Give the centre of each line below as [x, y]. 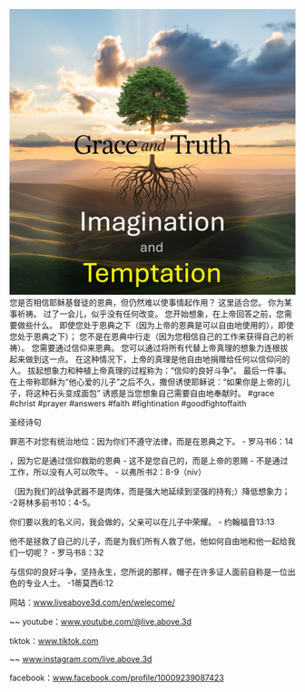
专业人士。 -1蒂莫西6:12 [69, 583]
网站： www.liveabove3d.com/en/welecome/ [92, 602]
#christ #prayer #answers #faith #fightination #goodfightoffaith [128, 403]
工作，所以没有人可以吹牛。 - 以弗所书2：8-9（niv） [108, 472]
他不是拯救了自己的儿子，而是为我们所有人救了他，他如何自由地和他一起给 [148, 541]
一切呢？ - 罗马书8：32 [60, 552]
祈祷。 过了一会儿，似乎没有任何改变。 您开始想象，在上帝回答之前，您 [150, 314]
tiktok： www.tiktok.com [54, 641]
